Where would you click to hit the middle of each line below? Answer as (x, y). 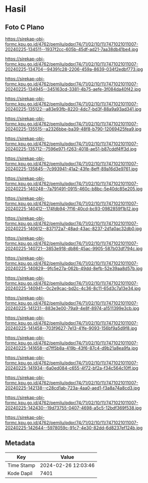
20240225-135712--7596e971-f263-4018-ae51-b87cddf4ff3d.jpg (71, 149)
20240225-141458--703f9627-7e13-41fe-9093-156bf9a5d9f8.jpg (71, 328)
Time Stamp (21, 465)
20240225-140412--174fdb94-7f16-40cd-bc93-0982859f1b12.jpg (72, 209)
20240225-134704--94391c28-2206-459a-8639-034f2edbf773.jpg (74, 69)
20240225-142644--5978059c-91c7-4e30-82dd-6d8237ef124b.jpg (74, 428)
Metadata (20, 443)
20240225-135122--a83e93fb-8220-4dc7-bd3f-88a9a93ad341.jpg (73, 109)
